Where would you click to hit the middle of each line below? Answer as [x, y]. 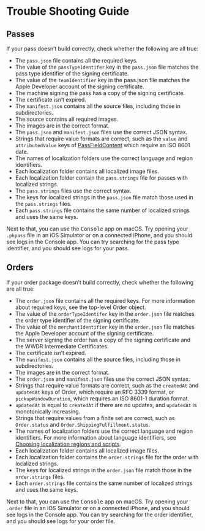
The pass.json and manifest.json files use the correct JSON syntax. [101, 132]
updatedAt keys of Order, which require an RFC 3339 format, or [95, 392]
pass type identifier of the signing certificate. [72, 74]
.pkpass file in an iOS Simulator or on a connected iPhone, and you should [99, 235]
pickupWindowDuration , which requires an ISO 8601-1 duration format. [102, 398]
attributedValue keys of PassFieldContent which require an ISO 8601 [102, 145]
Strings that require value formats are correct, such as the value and [101, 139]
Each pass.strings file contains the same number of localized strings [102, 210]
